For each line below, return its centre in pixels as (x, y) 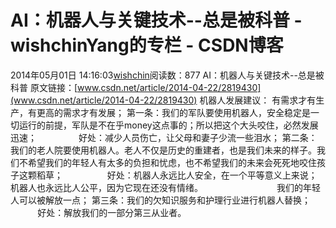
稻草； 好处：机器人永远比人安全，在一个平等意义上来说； (177, 175)
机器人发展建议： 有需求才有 (258, 100)
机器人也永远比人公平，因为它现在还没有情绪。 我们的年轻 (166, 187)
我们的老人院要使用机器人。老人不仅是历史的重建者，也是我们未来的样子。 (163, 150)
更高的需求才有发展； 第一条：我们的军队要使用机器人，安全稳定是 (173, 112)
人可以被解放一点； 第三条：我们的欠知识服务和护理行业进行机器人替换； (160, 200)
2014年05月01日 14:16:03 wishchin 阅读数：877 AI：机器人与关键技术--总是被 (167, 75)
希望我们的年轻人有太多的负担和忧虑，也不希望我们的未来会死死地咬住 (172, 162)
